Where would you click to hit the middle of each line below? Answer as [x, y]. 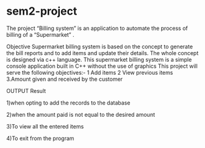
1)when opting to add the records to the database [68, 103]
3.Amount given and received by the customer [65, 79]
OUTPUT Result [26, 91]
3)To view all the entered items [45, 126]
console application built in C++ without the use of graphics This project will [102, 66]
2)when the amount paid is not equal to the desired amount [81, 114]
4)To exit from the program [40, 138]
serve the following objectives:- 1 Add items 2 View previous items [90, 72]
